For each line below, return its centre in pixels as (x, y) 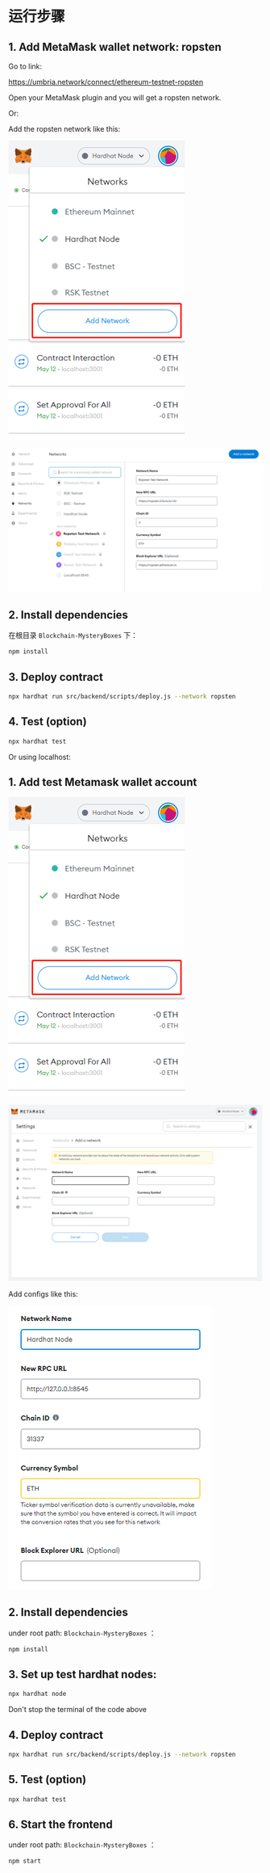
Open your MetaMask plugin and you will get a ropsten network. (115, 97)
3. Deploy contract (56, 677)
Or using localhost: (39, 757)
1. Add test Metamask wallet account (103, 782)
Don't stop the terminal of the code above (78, 1710)
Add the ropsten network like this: (64, 129)
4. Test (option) (48, 721)
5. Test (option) (48, 1780)
